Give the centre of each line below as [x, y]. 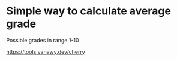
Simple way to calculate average [88, 11]
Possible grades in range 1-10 [43, 40]
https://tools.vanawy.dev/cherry [46, 51]
